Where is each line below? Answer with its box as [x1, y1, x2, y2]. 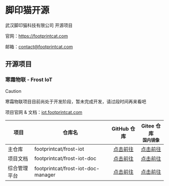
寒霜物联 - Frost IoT [5, 76, 53, 83]
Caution [5, 88, 22, 94]
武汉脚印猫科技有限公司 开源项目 [5, 22, 73, 28]
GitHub [111, 126, 129, 133]
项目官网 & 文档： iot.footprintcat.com [5, 109, 82, 115]
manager [34, 171, 56, 178]
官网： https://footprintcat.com [5, 33, 68, 39]
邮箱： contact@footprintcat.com [5, 43, 73, 49]
